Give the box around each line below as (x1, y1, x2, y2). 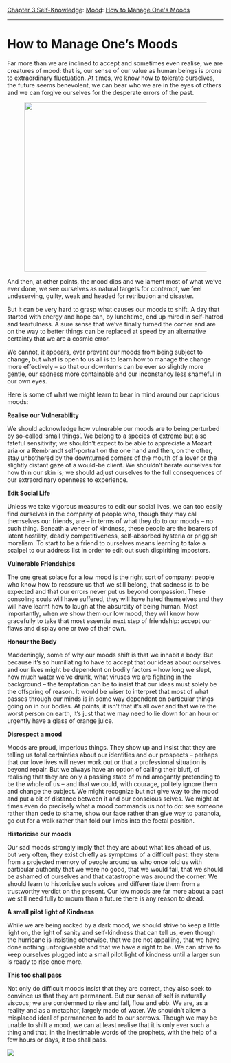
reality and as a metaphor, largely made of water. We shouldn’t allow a (7, 1006, 206, 1014)
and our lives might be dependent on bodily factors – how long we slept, (7, 665, 212, 673)
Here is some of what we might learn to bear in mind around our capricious (7, 390, 220, 399)
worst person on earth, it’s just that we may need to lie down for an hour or (7, 709, 219, 717)
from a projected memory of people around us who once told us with (7, 857, 203, 866)
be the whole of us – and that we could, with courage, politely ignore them (7, 779, 217, 788)
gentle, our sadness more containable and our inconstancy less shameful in (7, 370, 221, 378)
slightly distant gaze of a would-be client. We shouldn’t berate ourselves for (7, 461, 222, 469)
